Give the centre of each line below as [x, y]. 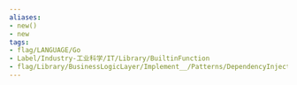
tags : [19, 42]
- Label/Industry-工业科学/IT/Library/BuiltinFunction [110, 58]
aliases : [25, 17]
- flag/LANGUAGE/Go [45, 50]
